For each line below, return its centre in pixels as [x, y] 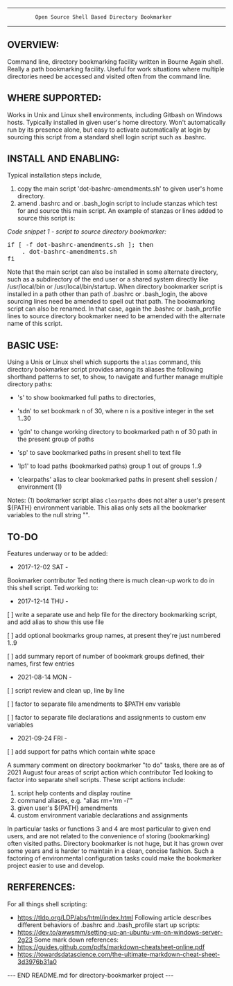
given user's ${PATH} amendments [67, 808]
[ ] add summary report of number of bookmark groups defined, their [106, 657]
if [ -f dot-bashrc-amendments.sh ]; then [80, 245]
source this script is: [46, 218]
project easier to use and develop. [56, 866]
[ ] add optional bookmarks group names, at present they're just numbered [114, 636]
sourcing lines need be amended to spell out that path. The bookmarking [111, 302]
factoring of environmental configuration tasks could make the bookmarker [114, 858]
